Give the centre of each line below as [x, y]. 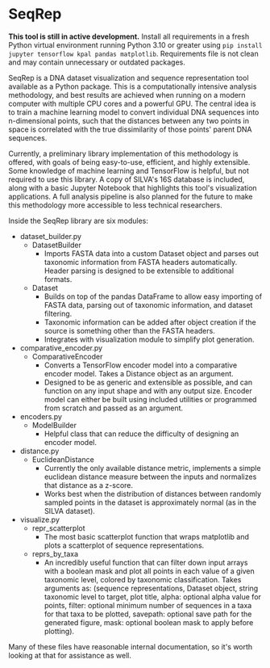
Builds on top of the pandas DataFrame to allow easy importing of [153, 296]
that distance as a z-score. [89, 485]
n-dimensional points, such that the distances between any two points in [129, 120]
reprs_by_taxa [55, 553]
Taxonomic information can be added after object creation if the [150, 322]
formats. [58, 279]
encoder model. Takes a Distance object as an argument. [139, 373]
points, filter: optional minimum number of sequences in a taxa [148, 605]
